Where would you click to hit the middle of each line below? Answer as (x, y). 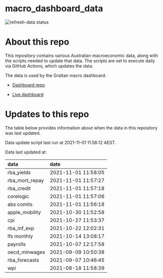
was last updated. (23, 133)
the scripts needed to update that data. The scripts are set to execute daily (80, 61)
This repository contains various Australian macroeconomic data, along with (82, 55)
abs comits (20, 204)
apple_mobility (24, 212)
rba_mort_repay (26, 180)
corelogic (18, 196)
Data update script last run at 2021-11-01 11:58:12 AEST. (61, 142)
